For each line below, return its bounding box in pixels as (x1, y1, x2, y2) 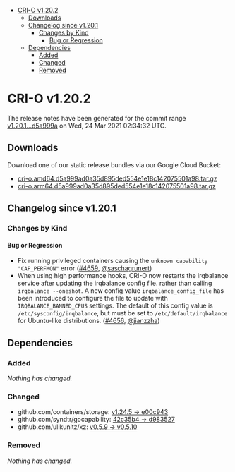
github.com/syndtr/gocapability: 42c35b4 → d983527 (17, 416, 175, 424)
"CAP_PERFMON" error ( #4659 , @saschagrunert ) (17, 264, 152, 272)
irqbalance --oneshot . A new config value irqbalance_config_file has (17, 286, 224, 295)
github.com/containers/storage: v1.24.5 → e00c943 (17, 408, 169, 416)
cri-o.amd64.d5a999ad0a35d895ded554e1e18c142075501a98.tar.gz (17, 174, 217, 183)
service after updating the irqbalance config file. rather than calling (17, 279, 212, 288)
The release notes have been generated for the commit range (7, 114, 186, 122)
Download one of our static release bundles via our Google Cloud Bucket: (7, 160, 221, 169)
